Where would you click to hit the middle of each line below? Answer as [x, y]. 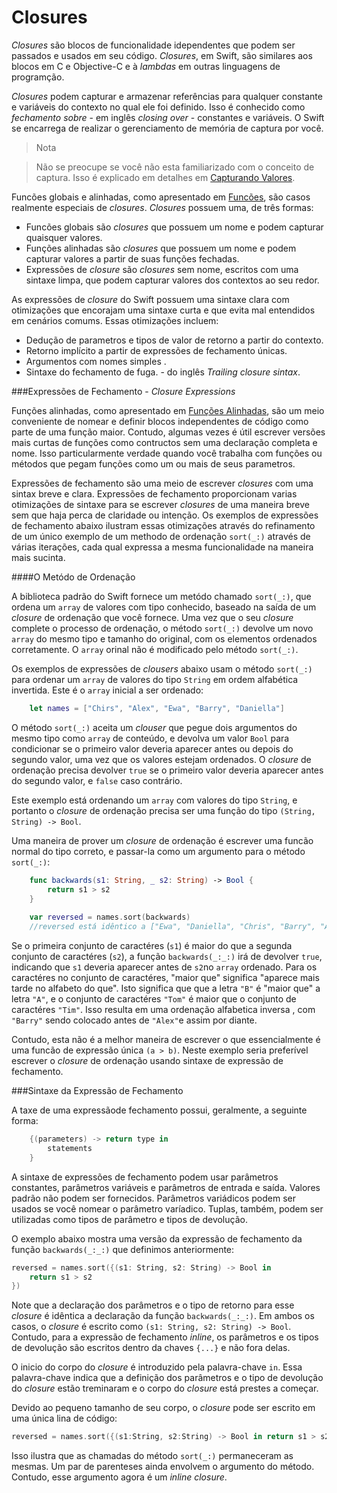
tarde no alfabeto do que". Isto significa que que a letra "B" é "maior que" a [166, 988]
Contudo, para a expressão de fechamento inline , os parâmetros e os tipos [165, 1337]
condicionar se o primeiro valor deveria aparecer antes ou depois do [152, 748]
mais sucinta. [38, 557]
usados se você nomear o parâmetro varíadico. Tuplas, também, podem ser [167, 1208]
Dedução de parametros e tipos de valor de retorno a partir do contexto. [174, 340]
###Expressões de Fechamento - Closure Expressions [123, 391]
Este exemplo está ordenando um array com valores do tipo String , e [154, 800]
